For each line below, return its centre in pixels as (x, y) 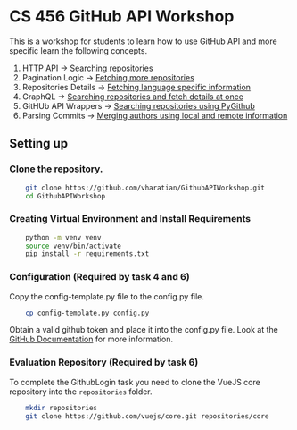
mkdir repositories (62, 408)
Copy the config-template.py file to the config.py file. (107, 296)
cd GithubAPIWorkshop (65, 196)
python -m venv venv (63, 237)
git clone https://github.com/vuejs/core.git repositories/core (147, 416)
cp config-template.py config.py (87, 313)
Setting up (39, 143)
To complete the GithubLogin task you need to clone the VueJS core (135, 382)
